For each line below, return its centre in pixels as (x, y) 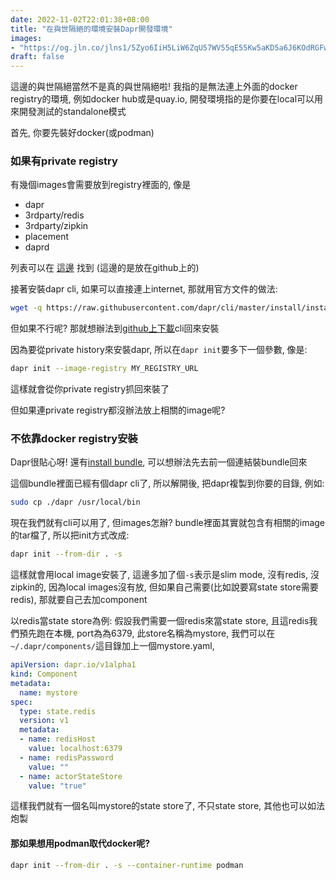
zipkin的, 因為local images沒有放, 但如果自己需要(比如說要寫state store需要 (164, 587)
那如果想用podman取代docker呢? (80, 843)
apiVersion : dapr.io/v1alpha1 (73, 665)
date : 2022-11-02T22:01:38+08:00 (80, 19)
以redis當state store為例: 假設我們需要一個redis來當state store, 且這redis (160, 621)
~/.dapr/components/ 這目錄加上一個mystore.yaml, (112, 646)
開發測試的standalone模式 (72, 112)
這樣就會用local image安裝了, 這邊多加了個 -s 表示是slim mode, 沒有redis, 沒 (165, 575)
